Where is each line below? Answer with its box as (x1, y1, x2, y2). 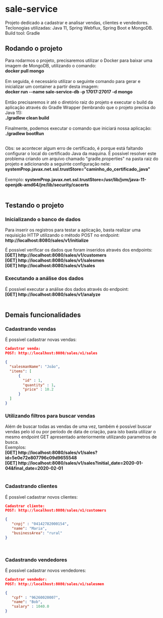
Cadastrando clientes (5, 483, 58, 490)
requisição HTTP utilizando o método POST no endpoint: (5, 232, 120, 238)
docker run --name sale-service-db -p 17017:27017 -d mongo (5, 88, 133, 94)
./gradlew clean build (5, 114, 50, 121)
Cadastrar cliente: (5, 504, 45, 508)
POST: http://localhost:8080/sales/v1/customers (5, 508, 107, 513)
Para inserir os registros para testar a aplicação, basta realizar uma (5, 227, 141, 233)
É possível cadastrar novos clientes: (5, 494, 78, 500)
